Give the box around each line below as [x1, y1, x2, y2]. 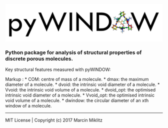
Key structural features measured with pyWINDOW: [5, 66, 111, 72]
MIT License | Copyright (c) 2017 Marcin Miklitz [5, 117, 102, 123]
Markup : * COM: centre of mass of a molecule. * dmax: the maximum [5, 76, 149, 82]
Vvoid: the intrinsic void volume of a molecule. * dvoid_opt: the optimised [5, 87, 156, 93]
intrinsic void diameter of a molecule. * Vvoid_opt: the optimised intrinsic [5, 92, 155, 98]
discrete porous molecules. [5, 55, 73, 62]
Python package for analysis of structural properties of [5, 49, 142, 56]
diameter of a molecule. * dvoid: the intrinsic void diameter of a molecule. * [5, 81, 160, 87]
